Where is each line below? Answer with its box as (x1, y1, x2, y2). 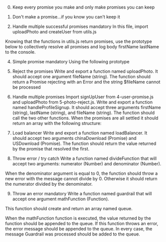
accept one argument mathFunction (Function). (12, 196, 109, 202)
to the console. (5, 49, 36, 55)
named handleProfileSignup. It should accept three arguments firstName (12, 105, 161, 110)
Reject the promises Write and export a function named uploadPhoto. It (12, 68, 158, 74)
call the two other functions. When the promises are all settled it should (12, 115, 159, 121)
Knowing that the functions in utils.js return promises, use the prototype (5, 38, 153, 44)
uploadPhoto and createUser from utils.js (12, 29, 97, 34)
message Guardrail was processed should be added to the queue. (5, 231, 140, 237)
